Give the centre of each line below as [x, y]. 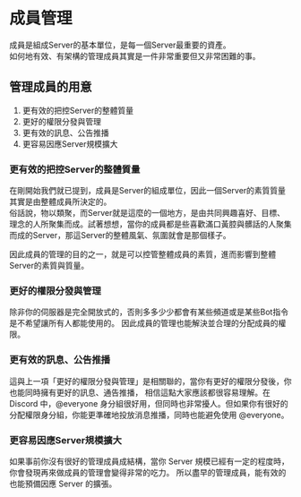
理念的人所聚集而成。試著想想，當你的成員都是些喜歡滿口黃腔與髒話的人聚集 [150, 224]
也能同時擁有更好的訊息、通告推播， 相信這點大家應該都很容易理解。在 [140, 392]
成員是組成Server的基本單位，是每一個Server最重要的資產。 [120, 45]
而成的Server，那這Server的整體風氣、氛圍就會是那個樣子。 [120, 236]
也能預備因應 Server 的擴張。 [63, 484]
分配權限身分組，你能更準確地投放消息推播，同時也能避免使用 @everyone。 [149, 415]
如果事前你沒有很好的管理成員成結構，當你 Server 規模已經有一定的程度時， [149, 461]
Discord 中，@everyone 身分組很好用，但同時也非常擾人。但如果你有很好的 [149, 403]
